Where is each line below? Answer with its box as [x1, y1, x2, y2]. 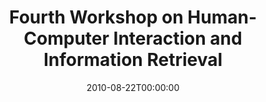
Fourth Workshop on [9, 6, 184, 29]
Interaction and [113, 27, 243, 50]
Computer [23, 27, 110, 50]
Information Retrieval [43, 49, 223, 71]
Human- [187, 6, 257, 29]
